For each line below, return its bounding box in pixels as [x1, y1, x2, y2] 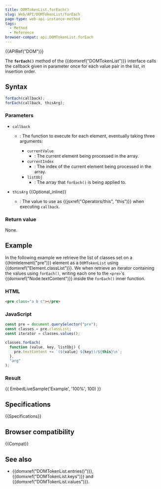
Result [5, 375, 21, 382]
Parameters [5, 112, 33, 119]
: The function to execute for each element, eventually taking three [19, 133, 155, 139]
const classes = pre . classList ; [5, 326, 71, 331]
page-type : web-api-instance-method [5, 16, 80, 21]
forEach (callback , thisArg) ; [5, 100, 65, 105]
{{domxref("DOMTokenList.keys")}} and [12, 473, 94, 479]
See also [5, 455, 32, 463]
